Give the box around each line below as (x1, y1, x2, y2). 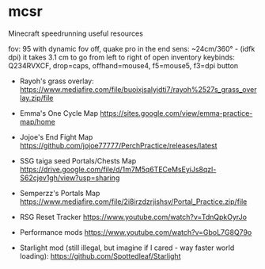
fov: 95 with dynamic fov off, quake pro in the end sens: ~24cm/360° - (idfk (8, 44, 256, 53)
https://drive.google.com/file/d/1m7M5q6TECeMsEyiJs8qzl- (19, 164, 217, 174)
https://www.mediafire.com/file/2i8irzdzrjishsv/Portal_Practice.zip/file (19, 197, 248, 206)
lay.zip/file (19, 93, 54, 102)
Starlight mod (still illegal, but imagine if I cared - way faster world (19, 243, 235, 252)
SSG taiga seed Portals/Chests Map (19, 156, 137, 165)
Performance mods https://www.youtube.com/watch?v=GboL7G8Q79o (19, 227, 252, 236)
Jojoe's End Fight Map (19, 132, 93, 141)
